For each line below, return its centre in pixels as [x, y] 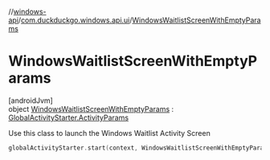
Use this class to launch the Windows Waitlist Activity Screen [109, 133]
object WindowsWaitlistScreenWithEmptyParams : [91, 109]
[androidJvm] [31, 101]
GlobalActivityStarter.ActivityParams [69, 117]
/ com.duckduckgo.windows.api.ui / [75, 20]
